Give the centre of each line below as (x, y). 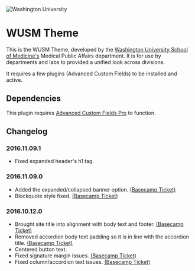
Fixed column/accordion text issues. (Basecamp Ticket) (82, 262)
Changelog (27, 131)
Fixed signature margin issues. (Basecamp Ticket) (76, 256)
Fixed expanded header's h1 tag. (54, 161)
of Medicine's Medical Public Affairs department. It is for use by (84, 56)
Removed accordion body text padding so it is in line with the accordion (102, 237)
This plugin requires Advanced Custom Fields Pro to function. (81, 113)
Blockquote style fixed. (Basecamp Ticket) (66, 196)
